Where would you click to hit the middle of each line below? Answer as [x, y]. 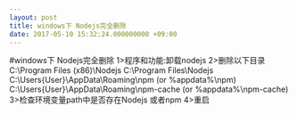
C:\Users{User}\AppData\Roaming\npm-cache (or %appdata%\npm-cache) [149, 89]
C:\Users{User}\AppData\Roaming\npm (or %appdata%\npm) [123, 80]
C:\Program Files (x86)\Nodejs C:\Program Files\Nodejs [111, 70]
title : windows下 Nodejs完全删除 [68, 26]
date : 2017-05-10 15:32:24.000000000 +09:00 [93, 34]
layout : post [33, 17]
